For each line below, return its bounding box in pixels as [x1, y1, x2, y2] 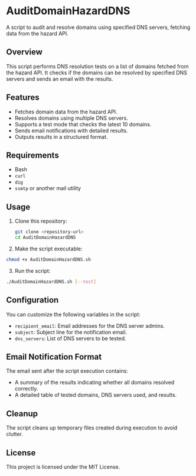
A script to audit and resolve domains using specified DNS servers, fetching [6, 24, 191, 31]
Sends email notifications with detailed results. [14, 127, 128, 134]
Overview [6, 47, 43, 57]
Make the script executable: [14, 245, 83, 252]
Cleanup [6, 409, 38, 419]
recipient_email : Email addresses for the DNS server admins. [14, 322, 165, 329]
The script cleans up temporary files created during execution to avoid [6, 424, 178, 432]
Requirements [6, 150, 59, 160]
